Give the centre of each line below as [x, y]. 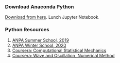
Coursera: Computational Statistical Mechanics [59, 50]
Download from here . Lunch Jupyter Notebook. [52, 17]
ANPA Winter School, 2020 [39, 45]
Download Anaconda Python [40, 7]
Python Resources [27, 30]
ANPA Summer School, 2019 [40, 40]
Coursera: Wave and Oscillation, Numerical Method [63, 55]
